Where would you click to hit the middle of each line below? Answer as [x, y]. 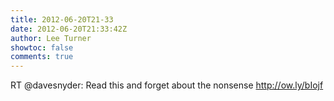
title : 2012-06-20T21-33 [62, 19]
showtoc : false [42, 47]
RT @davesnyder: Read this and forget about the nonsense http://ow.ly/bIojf [167, 85]
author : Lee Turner [51, 38]
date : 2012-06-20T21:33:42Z [69, 29]
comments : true [42, 57]
